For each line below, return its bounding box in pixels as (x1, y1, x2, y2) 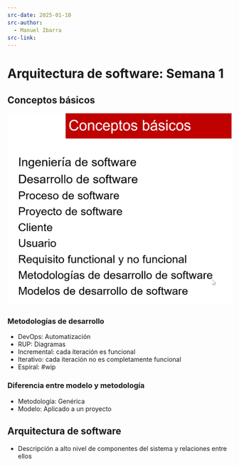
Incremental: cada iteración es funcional (17, 348, 136, 356)
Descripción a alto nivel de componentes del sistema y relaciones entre (17, 444, 228, 452)
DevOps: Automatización (17, 333, 91, 341)
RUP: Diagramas (17, 340, 66, 349)
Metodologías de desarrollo (7, 316, 105, 326)
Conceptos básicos (7, 93, 95, 106)
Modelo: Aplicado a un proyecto (17, 404, 112, 413)
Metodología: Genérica (17, 397, 85, 405)
